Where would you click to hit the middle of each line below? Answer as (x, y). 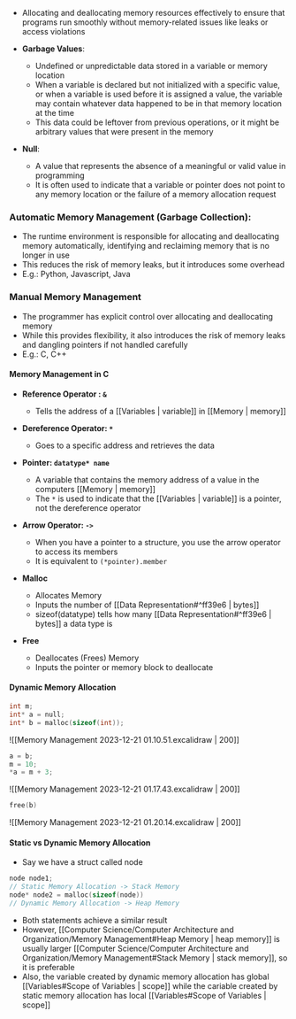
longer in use (46, 255)
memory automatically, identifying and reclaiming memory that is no (145, 246)
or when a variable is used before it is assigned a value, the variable (159, 94)
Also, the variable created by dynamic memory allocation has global (145, 977)
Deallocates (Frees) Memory (87, 658)
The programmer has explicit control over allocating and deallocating (148, 316)
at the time (55, 113)
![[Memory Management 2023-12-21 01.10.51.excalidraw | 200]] (125, 739)
